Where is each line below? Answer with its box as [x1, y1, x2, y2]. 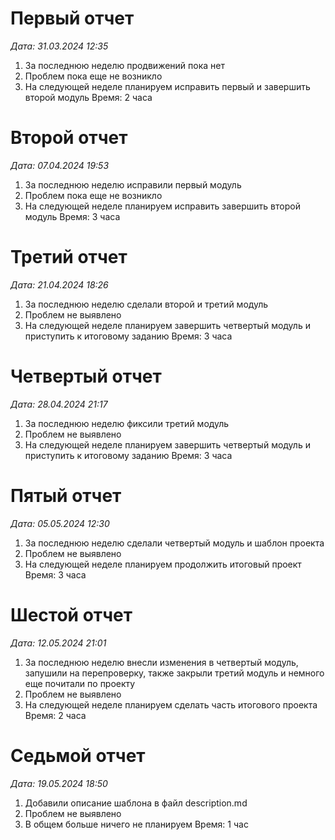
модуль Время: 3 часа [24, 210, 121, 222]
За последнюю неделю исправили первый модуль [24, 178, 242, 191]
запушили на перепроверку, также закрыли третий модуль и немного [24, 667, 325, 679]
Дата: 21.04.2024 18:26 [10, 278, 109, 291]
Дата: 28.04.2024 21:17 [10, 398, 108, 410]
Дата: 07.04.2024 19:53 [10, 159, 110, 171]
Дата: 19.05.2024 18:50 [10, 777, 108, 789]
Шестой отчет [10, 603, 133, 626]
